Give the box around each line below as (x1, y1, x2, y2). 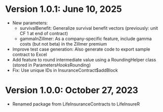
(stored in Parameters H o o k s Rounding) (12, 62, 91, 68)
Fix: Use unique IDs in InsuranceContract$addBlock (12, 67, 118, 73)
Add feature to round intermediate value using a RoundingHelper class (12, 56, 156, 62)
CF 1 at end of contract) (19, 30, 68, 36)
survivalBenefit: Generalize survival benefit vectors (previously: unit (19, 25, 159, 31)
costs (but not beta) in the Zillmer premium (19, 41, 108, 47)
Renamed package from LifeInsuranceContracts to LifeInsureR (12, 101, 140, 107)
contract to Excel (12, 51, 47, 57)
